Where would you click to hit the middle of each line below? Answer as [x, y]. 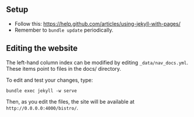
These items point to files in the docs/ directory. [64, 68]
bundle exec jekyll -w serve [41, 91]
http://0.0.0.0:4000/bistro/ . [42, 108]
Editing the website [42, 48]
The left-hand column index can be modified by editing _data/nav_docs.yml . [97, 62]
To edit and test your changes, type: [50, 80]
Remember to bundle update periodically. [64, 30]
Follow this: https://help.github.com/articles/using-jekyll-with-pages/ [98, 23]
